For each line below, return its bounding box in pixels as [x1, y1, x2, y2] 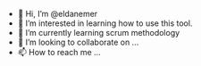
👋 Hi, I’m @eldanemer [17, 9, 98, 19]
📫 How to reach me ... [17, 47, 101, 57]
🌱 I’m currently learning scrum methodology [17, 28, 180, 37]
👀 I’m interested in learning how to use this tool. [17, 18, 193, 29]
